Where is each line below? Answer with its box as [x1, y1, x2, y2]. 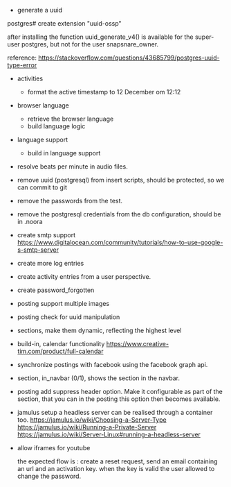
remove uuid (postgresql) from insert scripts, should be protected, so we [17, 176, 225, 184]
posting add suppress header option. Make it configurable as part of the [17, 388, 223, 395]
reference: [7, 53, 37, 62]
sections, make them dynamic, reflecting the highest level [17, 326, 182, 334]
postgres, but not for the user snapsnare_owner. [21, 40, 159, 48]
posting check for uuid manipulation [17, 313, 120, 321]
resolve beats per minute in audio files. [17, 162, 128, 171]
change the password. [17, 472, 82, 480]
